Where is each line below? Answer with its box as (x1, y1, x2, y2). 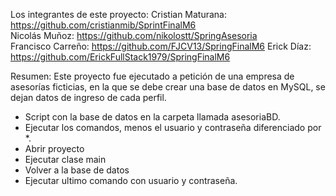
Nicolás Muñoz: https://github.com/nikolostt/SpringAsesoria (10, 30, 258, 41)
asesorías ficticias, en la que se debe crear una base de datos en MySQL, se (10, 81, 326, 93)
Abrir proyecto (24, 143, 85, 154)
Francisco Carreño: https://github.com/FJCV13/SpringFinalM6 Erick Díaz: (10, 40, 312, 52)
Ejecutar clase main (24, 154, 107, 165)
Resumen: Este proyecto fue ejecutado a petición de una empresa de (10, 70, 295, 82)
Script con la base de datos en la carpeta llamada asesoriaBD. (24, 111, 281, 123)
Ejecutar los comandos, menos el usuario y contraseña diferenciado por (24, 122, 322, 133)
